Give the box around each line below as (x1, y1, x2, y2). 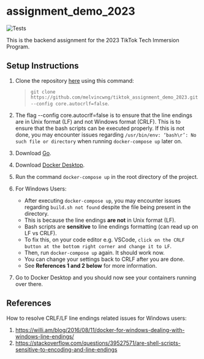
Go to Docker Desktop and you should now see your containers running (15, 274, 197, 281)
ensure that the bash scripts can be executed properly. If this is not (15, 124, 185, 132)
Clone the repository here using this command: (15, 77, 134, 84)
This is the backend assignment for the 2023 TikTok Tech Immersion (6, 36, 179, 43)
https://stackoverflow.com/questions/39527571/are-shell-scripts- (15, 339, 181, 347)
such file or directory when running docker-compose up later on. (15, 137, 183, 145)
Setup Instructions (6, 61, 79, 71)
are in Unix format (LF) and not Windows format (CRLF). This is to (15, 118, 181, 125)
